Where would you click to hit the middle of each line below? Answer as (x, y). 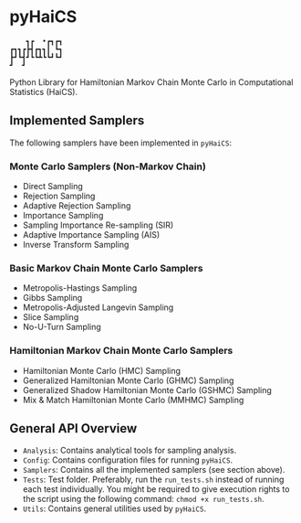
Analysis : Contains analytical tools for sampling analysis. (130, 451)
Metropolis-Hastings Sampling (80, 288)
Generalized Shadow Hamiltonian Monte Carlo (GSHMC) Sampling (147, 390)
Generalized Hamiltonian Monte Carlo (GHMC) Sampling (128, 380)
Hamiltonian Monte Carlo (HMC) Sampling (101, 370)
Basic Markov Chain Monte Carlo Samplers (106, 268)
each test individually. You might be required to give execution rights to (156, 489)
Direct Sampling (53, 187)
